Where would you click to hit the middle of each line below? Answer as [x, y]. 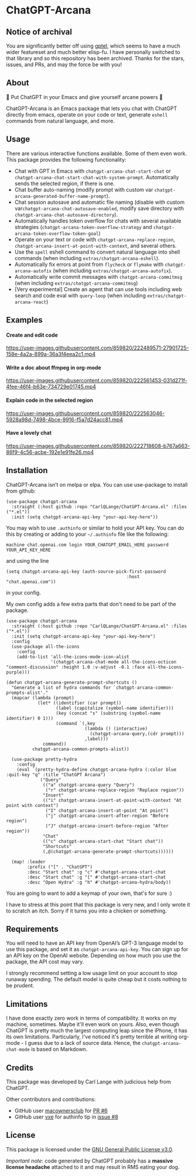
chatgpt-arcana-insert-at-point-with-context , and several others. [95, 245]
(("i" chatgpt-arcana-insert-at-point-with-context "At [112, 800]
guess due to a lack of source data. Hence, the [84, 1043]
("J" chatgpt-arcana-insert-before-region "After [107, 826]
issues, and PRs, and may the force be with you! [64, 64]
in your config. [23, 593]
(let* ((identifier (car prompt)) [79, 703]
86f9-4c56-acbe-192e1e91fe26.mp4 [50, 452]
